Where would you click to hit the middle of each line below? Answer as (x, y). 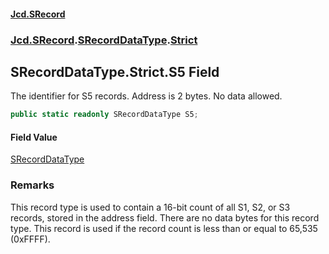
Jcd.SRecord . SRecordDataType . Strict (104, 40)
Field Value (34, 137)
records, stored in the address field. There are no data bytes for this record (165, 217)
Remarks (32, 185)
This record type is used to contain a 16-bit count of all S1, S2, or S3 (150, 207)
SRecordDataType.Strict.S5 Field (115, 71)
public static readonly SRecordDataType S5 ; (104, 115)
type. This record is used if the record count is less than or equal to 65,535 (164, 228)
